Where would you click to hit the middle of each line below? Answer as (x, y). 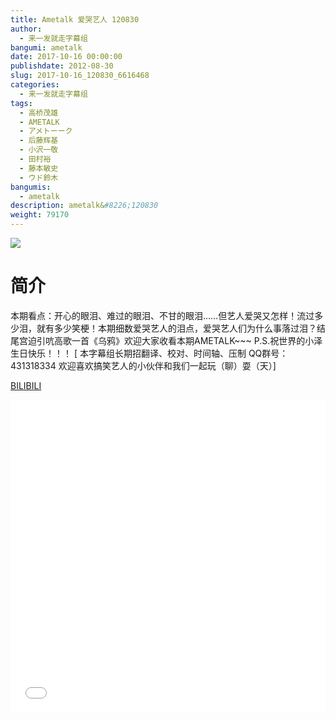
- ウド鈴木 (39, 177)
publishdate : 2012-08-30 (62, 66)
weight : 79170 (40, 215)
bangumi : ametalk (46, 47)
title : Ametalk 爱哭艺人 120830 (75, 19)
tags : (21, 103)
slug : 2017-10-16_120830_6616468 (80, 76)
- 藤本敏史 (39, 168)
